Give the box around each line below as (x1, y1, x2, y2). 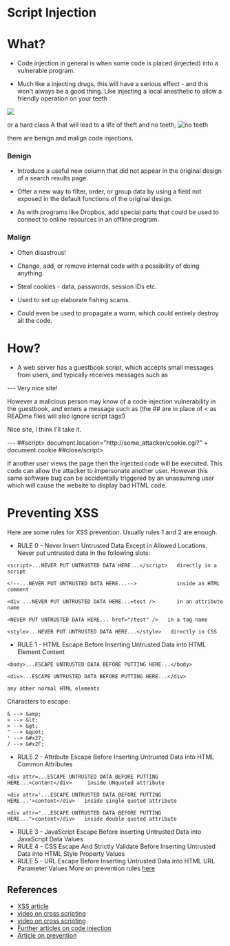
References (7, 883, 58, 896)
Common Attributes (17, 759, 73, 768)
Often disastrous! (17, 248, 67, 256)
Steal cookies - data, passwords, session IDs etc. (17, 282, 157, 291)
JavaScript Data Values (17, 834, 84, 843)
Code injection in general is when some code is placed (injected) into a (17, 59, 219, 67)
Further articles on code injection (17, 924, 112, 932)
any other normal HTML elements (7, 685, 100, 692)
